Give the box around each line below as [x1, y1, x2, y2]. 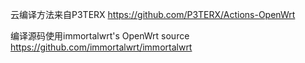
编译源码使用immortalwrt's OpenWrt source [10, 30, 190, 42]
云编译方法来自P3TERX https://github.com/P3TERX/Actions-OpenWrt [10, 9, 296, 20]
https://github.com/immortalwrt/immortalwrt [10, 41, 193, 53]
